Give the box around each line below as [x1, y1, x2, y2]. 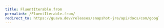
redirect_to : [5, 16, 32, 20]
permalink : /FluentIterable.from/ [5, 11, 76, 16]
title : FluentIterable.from [5, 7, 62, 12]
